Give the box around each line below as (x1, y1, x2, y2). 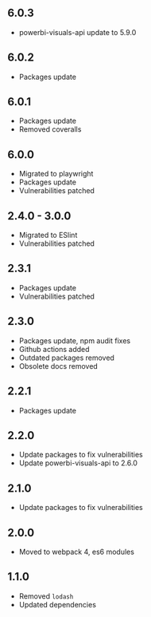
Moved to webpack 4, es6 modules (18, 547, 134, 556)
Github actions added (18, 344, 90, 354)
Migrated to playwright (18, 169, 94, 179)
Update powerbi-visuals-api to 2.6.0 (18, 458, 138, 468)
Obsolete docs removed (18, 361, 99, 370)
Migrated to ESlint (18, 231, 78, 240)
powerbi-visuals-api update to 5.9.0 (18, 27, 137, 37)
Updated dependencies (18, 599, 97, 609)
